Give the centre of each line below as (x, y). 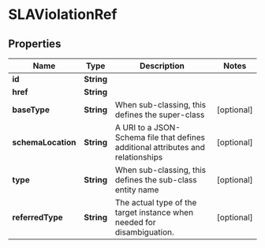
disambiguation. (145, 232)
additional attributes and (160, 147)
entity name (137, 190)
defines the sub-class (156, 180)
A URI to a (133, 128)
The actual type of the (156, 203)
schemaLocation (44, 142)
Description (162, 66)
